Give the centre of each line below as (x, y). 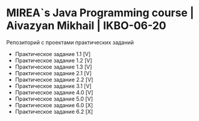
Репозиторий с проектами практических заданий (70, 42)
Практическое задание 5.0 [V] (54, 99)
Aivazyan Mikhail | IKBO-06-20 (86, 26)
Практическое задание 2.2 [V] (54, 79)
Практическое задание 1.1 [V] (53, 54)
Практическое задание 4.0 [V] (54, 92)
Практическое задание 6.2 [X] (54, 111)
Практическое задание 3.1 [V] (53, 86)
